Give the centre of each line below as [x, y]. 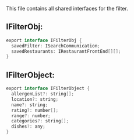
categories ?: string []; [40, 121]
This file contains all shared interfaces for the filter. [67, 8]
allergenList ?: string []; [43, 94]
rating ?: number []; [35, 110]
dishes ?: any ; [28, 127]
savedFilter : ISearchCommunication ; [56, 46]
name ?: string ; [30, 105]
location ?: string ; [35, 99]
